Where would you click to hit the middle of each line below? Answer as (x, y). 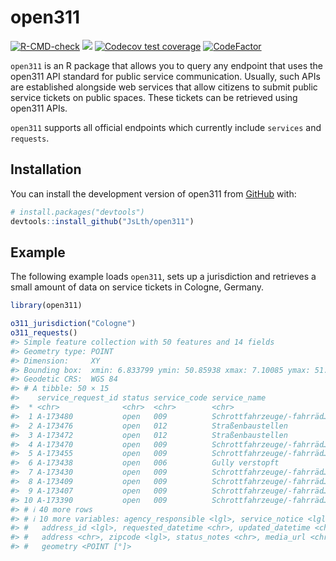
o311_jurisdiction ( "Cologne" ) (73, 324)
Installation (46, 169)
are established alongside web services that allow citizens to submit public (164, 87)
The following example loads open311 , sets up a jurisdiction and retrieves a (163, 277)
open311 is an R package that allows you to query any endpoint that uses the (166, 65)
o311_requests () (44, 333)
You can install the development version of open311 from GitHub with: (153, 193)
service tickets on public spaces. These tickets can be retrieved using (154, 97)
